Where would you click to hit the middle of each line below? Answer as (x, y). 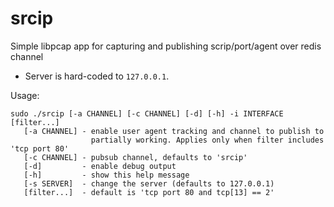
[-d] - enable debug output (100, 166)
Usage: (25, 95)
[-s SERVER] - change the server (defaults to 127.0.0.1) (149, 183)
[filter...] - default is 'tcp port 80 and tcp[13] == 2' (149, 192)
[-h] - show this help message (106, 175)
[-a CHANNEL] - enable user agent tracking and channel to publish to (174, 131)
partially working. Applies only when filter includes (207, 140)
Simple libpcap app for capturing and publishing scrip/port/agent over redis (166, 46)
